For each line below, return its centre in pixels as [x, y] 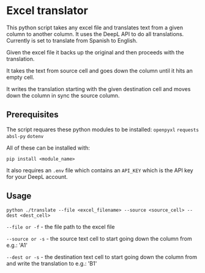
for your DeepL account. [37, 177]
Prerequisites [32, 115]
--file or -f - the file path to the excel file [61, 227]
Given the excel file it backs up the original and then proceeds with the [95, 52]
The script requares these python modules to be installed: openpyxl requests [102, 129]
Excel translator [47, 11]
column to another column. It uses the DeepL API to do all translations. [95, 34]
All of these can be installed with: [48, 148]
